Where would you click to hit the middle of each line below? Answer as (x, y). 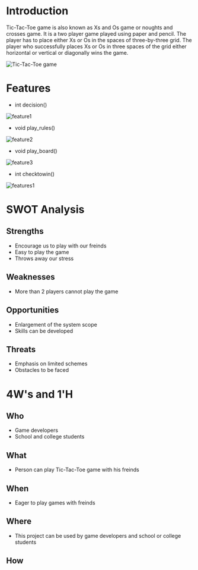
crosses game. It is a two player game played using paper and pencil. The (96, 33)
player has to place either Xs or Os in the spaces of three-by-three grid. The (99, 40)
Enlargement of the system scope (56, 324)
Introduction (37, 11)
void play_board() (36, 151)
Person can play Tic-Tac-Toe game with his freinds (77, 470)
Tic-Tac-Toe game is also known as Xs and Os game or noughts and (90, 27)
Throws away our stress (44, 258)
